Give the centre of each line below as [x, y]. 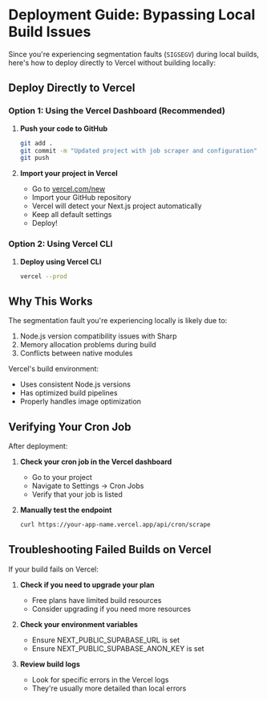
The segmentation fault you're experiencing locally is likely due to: [118, 321]
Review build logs [50, 664]
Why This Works [51, 301]
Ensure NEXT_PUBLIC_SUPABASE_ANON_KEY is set [118, 648]
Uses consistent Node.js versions [75, 384]
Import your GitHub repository [81, 198]
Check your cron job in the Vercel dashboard [96, 462]
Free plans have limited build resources [97, 600]
